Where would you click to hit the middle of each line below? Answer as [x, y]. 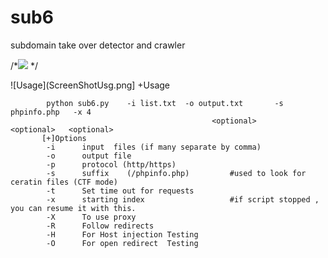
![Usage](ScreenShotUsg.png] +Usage [90, 85]
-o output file [89, 156]
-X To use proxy [91, 217]
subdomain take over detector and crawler [98, 45]
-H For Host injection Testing [122, 234]
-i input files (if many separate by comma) [154, 147]
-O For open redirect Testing [122, 243]
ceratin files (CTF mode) [64, 182]
